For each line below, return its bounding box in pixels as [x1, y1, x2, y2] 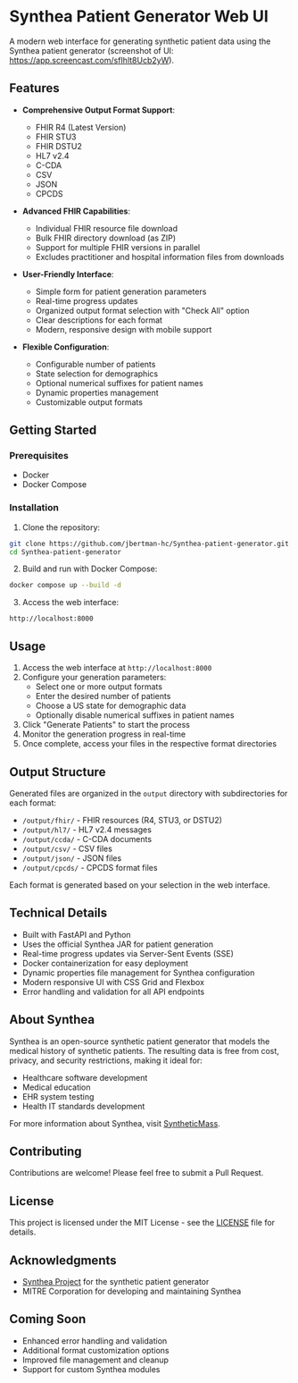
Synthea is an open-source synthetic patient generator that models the [9, 1035, 270, 1047]
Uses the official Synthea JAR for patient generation [21, 939, 214, 949]
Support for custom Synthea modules [21, 1363, 161, 1374]
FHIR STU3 [35, 131, 77, 142]
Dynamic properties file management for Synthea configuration [21, 967, 255, 978]
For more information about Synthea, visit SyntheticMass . [9, 1117, 220, 1128]
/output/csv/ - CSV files [21, 843, 113, 854]
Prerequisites [9, 450, 69, 462]
